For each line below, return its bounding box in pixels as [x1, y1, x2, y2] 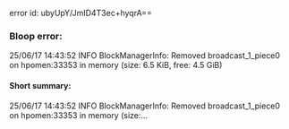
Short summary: [9, 80, 72, 90]
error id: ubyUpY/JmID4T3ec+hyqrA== [9, 8, 152, 18]
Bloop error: [9, 30, 63, 42]
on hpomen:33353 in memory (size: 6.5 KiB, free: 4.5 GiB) [9, 60, 223, 71]
